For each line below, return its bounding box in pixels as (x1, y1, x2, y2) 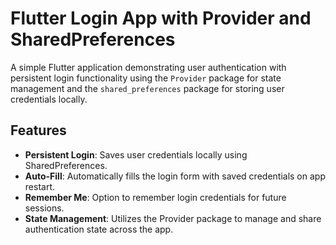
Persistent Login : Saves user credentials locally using (24, 148, 248, 161)
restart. (24, 180, 55, 192)
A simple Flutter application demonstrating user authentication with (10, 61, 287, 73)
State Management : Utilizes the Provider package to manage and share (24, 212, 322, 224)
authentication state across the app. (24, 223, 174, 235)
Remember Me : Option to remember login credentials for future (24, 191, 287, 203)
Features (10, 122, 67, 139)
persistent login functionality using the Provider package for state (10, 72, 282, 84)
